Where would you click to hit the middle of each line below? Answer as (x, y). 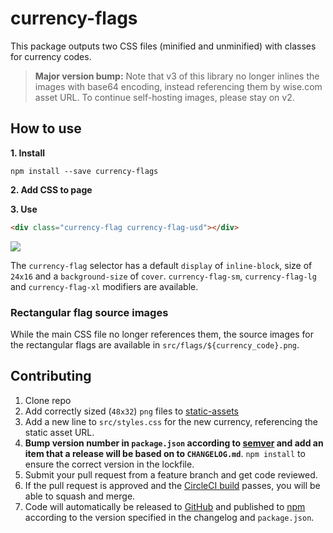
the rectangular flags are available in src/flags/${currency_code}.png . (155, 344)
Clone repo (48, 400)
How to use (46, 128)
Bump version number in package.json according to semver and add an (174, 443)
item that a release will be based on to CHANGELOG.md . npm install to (165, 453)
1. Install (27, 153)
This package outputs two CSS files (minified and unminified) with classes (163, 46)
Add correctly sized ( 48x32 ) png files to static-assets (132, 411)
